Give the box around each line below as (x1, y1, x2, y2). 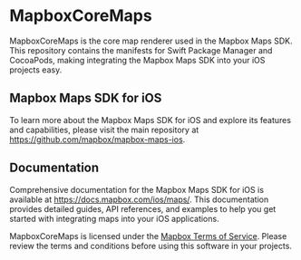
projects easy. (9, 64, 63, 75)
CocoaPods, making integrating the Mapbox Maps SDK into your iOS (9, 54, 266, 65)
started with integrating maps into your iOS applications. (9, 213, 219, 224)
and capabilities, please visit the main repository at (9, 124, 199, 135)
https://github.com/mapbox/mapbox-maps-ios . (9, 133, 186, 145)
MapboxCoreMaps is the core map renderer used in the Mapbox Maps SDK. (9, 35, 293, 46)
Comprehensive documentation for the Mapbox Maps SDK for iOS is (9, 184, 265, 195)
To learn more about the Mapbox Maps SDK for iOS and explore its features (9, 114, 292, 125)
